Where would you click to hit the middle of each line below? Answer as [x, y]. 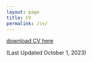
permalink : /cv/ [27, 23]
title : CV [19, 18]
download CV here [30, 41]
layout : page [23, 12]
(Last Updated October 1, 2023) [47, 53]
